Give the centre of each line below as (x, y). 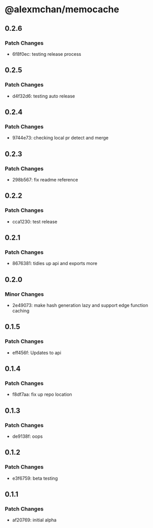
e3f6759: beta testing (35, 478)
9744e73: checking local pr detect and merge (60, 138)
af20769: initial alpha (34, 520)
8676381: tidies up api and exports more (55, 263)
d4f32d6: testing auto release (43, 96)
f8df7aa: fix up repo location (42, 394)
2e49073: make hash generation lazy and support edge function (80, 305)
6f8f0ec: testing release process (47, 54)
